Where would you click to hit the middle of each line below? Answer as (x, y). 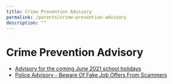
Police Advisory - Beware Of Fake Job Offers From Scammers (91, 75)
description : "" (26, 23)
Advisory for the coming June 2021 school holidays (78, 69)
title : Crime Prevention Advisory (49, 12)
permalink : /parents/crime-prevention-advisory (67, 17)
